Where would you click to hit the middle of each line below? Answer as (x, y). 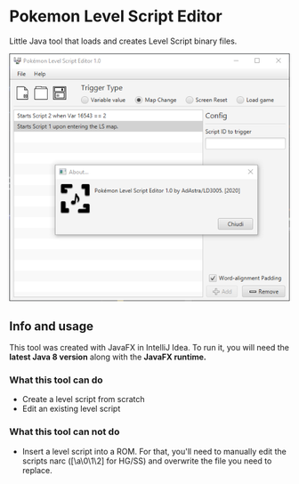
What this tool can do (57, 380)
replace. (37, 470)
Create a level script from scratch (83, 399)
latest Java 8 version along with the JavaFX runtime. (108, 357)
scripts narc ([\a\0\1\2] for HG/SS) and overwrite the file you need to (147, 461)
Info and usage (52, 326)
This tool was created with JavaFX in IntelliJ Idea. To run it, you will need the (149, 348)
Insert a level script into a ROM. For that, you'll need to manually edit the (154, 451)
